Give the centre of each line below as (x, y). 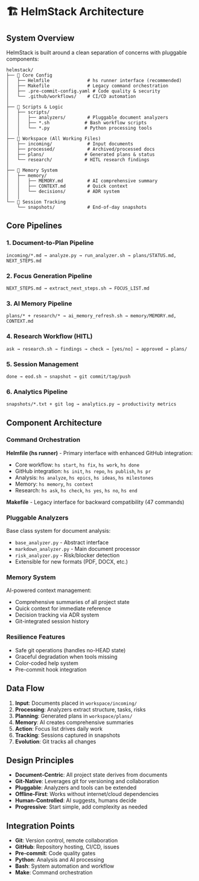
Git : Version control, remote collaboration (66, 841)
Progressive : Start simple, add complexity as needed (81, 807)
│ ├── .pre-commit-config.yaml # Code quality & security (84, 91)
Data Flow (25, 689)
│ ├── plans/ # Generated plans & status (81, 154)
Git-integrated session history (52, 622)
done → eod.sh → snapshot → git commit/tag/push (68, 377)
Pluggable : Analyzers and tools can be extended (76, 787)
